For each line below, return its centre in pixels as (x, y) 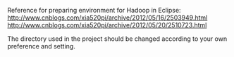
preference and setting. (41, 46)
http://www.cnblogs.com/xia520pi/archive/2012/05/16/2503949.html (107, 18)
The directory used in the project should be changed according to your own (117, 39)
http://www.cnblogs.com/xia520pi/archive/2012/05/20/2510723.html (107, 25)
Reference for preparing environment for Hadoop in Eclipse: (94, 10)
